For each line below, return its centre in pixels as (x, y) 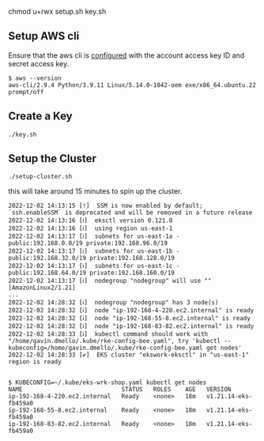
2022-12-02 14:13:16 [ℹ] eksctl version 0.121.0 (91, 220)
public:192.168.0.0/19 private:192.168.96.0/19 (88, 243)
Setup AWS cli (44, 36)
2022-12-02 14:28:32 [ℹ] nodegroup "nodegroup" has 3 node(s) (113, 303)
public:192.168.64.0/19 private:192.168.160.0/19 (92, 273)
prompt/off (26, 92)
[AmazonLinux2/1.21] (42, 288)
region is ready (35, 362)
